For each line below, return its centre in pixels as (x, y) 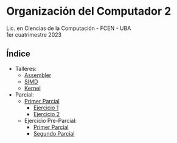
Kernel (32, 88)
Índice (18, 54)
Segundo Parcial (54, 133)
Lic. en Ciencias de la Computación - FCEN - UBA (69, 28)
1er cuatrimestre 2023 (34, 34)
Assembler (38, 75)
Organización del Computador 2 (89, 11)
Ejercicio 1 (46, 108)
